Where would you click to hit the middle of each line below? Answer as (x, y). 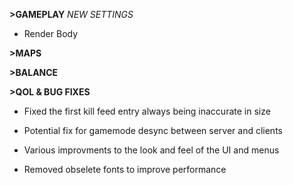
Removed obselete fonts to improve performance (125, 169)
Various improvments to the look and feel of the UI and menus (151, 150)
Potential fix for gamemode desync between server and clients (153, 130)
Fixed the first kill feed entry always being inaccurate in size (147, 111)
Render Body (51, 33)
